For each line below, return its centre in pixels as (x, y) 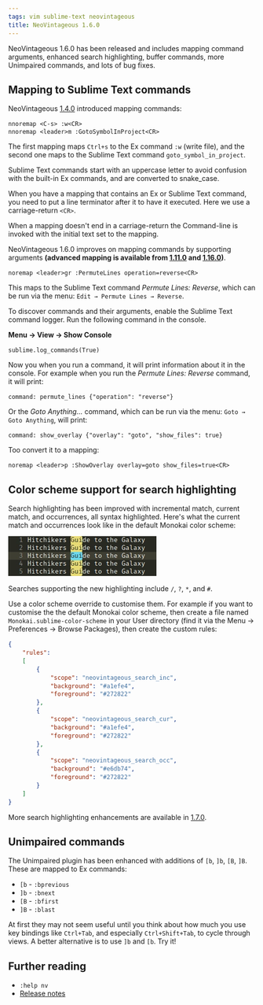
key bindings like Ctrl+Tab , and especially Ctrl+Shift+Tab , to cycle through (130, 933)
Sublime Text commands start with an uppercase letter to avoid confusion (128, 170)
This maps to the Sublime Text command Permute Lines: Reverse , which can (132, 288)
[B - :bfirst (39, 901)
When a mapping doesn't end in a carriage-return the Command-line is (123, 226)
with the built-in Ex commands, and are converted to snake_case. (114, 179)
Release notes (42, 994)
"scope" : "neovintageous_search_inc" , (113, 678)
